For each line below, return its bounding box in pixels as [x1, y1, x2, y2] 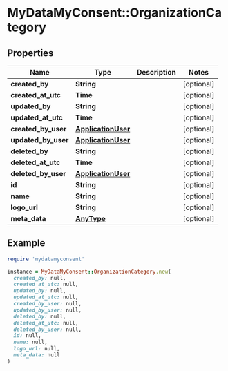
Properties [7, 47, 54, 59]
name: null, [13, 339, 48, 346]
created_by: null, [13, 274, 67, 281]
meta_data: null [13, 352, 60, 359]
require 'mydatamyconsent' [7, 256, 85, 263]
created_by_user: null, [13, 301, 82, 307]
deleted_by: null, [13, 313, 67, 320]
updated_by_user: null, [13, 306, 82, 314]
